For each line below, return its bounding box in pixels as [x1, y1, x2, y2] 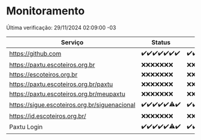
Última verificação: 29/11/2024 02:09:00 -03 [6, 24, 117, 31]
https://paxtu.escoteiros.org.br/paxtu [9, 80, 114, 88]
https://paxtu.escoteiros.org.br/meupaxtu [9, 90, 126, 98]
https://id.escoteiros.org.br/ [9, 112, 87, 120]
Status [151, 38, 170, 46]
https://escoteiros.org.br [9, 70, 78, 78]
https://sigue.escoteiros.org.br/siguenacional [9, 101, 136, 109]
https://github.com [9, 50, 62, 58]
